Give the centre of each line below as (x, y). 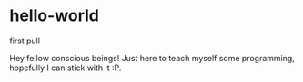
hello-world (55, 16)
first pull (25, 41)
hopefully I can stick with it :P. (66, 68)
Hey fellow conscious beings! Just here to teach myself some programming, (152, 58)
